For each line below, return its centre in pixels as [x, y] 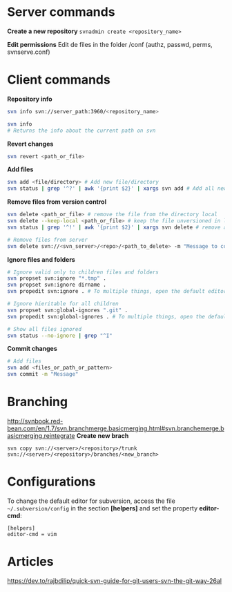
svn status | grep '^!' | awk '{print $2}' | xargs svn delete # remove [114, 227]
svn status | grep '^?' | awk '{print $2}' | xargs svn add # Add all [111, 189]
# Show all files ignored [44, 329]
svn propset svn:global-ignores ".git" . [68, 310]
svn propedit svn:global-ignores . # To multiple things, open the [106, 316]
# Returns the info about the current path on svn [81, 131]
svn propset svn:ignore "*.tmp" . [57, 278]
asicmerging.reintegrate [41, 435]
